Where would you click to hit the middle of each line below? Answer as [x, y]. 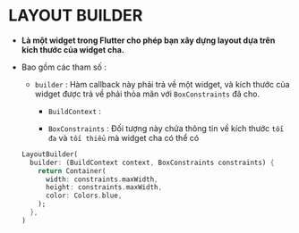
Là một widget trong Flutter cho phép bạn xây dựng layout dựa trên [148, 40]
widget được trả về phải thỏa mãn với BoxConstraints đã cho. [147, 94]
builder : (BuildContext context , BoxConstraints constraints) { [152, 162]
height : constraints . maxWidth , [104, 187]
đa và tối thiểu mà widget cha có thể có [124, 137]
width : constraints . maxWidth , [102, 179]
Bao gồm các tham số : [64, 67]
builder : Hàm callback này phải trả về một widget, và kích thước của [162, 84]
